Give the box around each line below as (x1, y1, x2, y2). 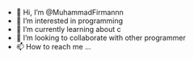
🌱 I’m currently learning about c (15, 25, 121, 33)
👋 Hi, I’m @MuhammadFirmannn (15, 8, 124, 17)
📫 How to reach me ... (15, 42, 91, 51)
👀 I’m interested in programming (15, 16, 124, 26)
